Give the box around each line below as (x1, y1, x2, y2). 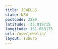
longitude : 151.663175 (5, 27, 53, 32)
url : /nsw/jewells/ (5, 31, 46, 36)
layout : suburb (5, 36, 37, 41)
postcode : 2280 (5, 17, 37, 22)
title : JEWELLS (5, 7, 37, 13)
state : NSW (5, 12, 28, 17)
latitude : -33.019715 (5, 21, 51, 27)
